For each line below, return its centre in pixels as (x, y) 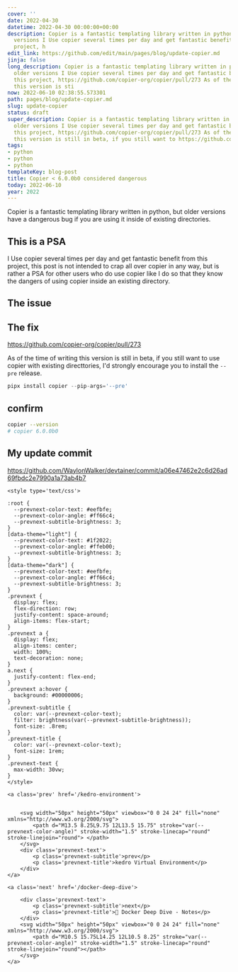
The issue (29, 303)
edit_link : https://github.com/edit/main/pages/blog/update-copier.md (114, 54)
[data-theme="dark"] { (41, 565)
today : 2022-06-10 (34, 185)
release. (30, 373)
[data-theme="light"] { (42, 534)
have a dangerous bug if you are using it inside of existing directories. (109, 219)
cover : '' (22, 14)
